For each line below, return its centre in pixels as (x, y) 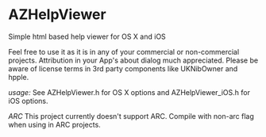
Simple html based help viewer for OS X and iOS (87, 36)
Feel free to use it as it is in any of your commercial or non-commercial (124, 51)
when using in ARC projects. (54, 124)
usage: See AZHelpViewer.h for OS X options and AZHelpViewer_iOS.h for (129, 92)
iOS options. (29, 101)
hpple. (19, 77)
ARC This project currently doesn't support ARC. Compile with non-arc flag (131, 116)
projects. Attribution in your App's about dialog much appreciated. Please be (133, 60)
